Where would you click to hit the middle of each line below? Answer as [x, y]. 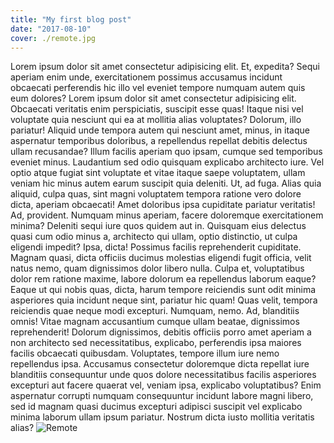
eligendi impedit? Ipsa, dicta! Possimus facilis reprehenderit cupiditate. [156, 247]
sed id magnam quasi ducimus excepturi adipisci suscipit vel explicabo [156, 407]
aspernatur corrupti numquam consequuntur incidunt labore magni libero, [162, 396]
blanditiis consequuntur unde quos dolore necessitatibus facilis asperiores [163, 375]
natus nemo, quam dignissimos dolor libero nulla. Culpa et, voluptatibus [157, 268]
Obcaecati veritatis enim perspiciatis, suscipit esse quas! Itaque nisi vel [157, 109]
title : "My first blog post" [71, 19]
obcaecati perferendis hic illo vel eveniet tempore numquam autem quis [158, 88]
